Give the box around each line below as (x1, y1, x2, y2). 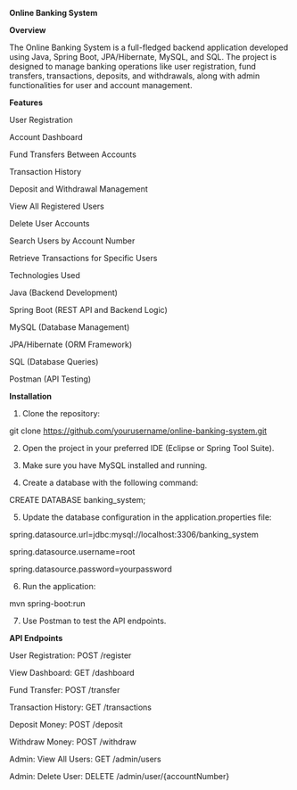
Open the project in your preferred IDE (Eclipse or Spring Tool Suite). (21, 443, 275, 453)
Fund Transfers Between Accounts (9, 149, 136, 160)
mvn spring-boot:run (9, 598, 86, 609)
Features (9, 97, 43, 108)
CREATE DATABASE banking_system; (9, 495, 146, 505)
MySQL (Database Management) (9, 322, 130, 333)
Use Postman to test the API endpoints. (21, 615, 167, 626)
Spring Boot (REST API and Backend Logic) (9, 305, 168, 315)
